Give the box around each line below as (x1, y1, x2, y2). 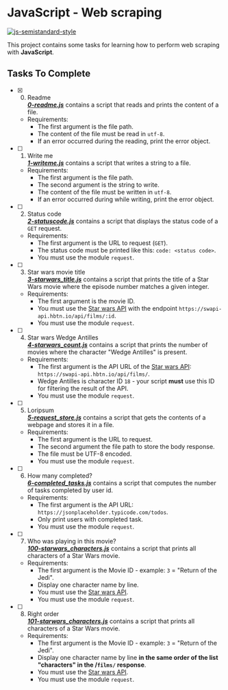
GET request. (27, 224, 62, 232)
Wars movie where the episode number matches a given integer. (27, 282, 210, 290)
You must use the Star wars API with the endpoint (37, 304, 178, 312)
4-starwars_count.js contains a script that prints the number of (27, 340, 208, 348)
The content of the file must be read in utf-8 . (37, 129, 165, 138)
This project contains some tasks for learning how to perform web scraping (7, 40, 220, 49)
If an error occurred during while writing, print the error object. (37, 195, 214, 203)
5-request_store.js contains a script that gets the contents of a (27, 413, 206, 422)
